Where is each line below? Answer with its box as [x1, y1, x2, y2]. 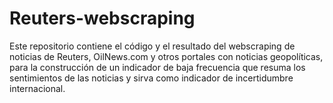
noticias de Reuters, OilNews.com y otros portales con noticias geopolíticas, [9, 50, 324, 62]
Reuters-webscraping [9, 7, 196, 30]
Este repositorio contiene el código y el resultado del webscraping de [9, 40, 296, 52]
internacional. [9, 82, 66, 94]
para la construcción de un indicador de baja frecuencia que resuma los [9, 61, 306, 73]
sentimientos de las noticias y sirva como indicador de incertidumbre [9, 72, 294, 84]
